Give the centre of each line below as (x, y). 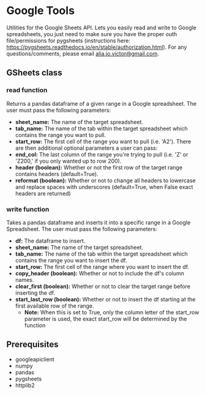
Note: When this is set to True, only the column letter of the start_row (112, 312)
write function (28, 209)
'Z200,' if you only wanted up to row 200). (68, 161)
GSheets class (34, 73)
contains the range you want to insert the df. (71, 260)
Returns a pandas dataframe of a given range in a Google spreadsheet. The (102, 103)
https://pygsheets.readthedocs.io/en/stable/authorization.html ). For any (97, 47)
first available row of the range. (54, 306)
